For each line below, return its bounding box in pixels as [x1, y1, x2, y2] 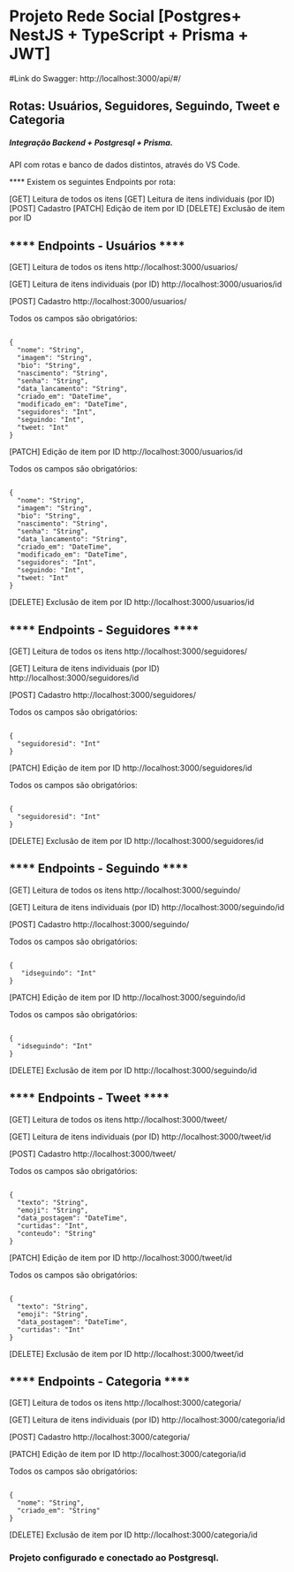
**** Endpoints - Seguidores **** [9, 622, 200, 638]
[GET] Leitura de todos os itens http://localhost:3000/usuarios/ [9, 262, 238, 272]
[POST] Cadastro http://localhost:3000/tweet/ [9, 1148, 177, 1159]
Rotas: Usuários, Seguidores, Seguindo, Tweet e [9, 99, 281, 114]
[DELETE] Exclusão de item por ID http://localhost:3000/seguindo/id [9, 1064, 258, 1076]
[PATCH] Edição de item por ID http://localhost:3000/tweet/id [9, 1252, 232, 1262]
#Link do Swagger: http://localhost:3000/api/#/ [9, 73, 181, 83]
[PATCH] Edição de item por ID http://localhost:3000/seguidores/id [9, 763, 253, 773]
